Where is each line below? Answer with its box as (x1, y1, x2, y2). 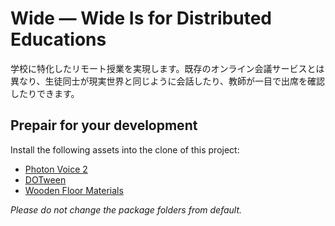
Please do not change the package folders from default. (10, 203, 243, 216)
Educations (10, 28, 107, 51)
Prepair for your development (10, 117, 198, 134)
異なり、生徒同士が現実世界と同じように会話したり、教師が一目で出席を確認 (10, 75, 325, 87)
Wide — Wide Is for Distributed (10, 7, 273, 30)
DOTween (24, 173, 67, 186)
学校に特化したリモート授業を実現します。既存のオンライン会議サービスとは (10, 62, 325, 74)
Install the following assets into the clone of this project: (10, 143, 240, 156)
